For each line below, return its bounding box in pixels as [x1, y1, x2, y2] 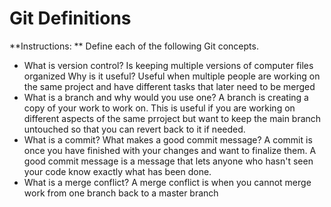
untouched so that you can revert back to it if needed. [23, 123, 246, 135]
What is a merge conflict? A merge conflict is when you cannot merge [23, 176, 312, 188]
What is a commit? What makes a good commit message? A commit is [23, 133, 313, 146]
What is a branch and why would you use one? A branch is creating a [23, 91, 309, 103]
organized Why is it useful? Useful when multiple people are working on [23, 70, 321, 82]
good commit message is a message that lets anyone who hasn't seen [23, 155, 314, 167]
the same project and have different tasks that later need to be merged [23, 80, 316, 92]
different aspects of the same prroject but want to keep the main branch [23, 112, 322, 124]
